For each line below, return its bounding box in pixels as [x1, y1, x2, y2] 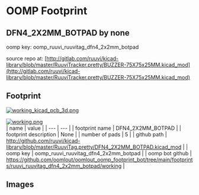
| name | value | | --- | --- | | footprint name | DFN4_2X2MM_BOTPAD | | [6, 124, 182, 132]
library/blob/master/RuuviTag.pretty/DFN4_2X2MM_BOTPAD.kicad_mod [6, 143, 182, 151]
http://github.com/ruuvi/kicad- [6, 137, 81, 144]
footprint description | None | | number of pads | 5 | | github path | [6, 130, 167, 138]
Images [6, 180, 34, 190]
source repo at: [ [6, 55, 47, 62]
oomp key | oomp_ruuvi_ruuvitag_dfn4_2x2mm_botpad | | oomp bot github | [6, 149, 192, 156]
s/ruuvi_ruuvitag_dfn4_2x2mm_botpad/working [6, 162, 122, 170]
